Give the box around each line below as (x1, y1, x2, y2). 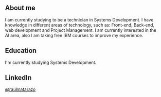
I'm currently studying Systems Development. (5, 59, 97, 65)
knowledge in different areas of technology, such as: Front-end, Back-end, (5, 22, 155, 28)
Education (5, 46, 37, 55)
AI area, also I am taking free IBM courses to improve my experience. (5, 32, 143, 38)
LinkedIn (5, 74, 32, 82)
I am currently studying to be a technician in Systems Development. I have (5, 17, 154, 22)
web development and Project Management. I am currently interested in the (5, 27, 157, 33)
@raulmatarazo (5, 86, 36, 92)
